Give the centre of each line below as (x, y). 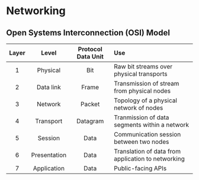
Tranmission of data (142, 117)
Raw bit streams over (143, 66)
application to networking (149, 159)
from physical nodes (142, 91)
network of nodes (139, 108)
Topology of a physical (146, 100)
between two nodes (142, 142)
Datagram (90, 121)
